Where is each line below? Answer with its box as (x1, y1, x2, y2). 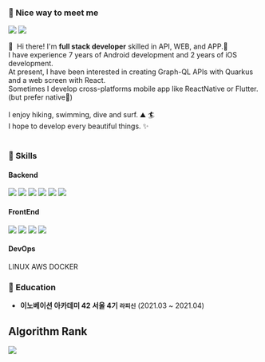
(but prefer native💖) (8, 92, 73, 102)
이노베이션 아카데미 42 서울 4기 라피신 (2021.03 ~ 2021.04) (19, 301, 205, 310)
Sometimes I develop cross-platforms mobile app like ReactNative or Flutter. (8, 84, 259, 94)
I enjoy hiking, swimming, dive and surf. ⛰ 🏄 (8, 110, 155, 120)
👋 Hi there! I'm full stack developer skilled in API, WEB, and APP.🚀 (8, 41, 228, 51)
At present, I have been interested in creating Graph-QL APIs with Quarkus (8, 67, 254, 77)
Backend (8, 170, 38, 179)
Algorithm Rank (8, 325, 88, 338)
